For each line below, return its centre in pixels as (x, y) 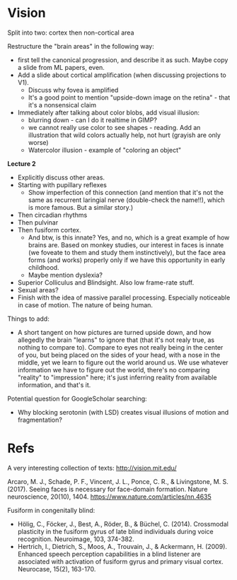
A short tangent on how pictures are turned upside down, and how (115, 332)
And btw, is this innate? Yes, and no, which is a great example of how (129, 237)
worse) (38, 142)
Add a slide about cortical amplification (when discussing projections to (122, 75)
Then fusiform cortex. (49, 230)
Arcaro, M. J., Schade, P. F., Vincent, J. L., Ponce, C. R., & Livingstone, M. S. (118, 481)
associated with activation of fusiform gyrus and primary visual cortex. (121, 561)
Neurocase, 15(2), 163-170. (57, 569)
